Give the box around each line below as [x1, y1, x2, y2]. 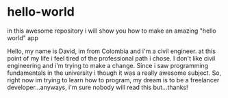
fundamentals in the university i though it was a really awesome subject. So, [7, 69, 222, 77]
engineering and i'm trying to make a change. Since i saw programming [7, 61, 209, 69]
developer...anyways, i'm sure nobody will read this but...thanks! [7, 83, 188, 91]
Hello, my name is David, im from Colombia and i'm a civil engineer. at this [7, 47, 216, 55]
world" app [7, 33, 39, 42]
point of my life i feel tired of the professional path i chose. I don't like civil [7, 54, 216, 62]
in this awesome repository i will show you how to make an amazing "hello [7, 27, 217, 35]
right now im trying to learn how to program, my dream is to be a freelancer [7, 76, 220, 84]
